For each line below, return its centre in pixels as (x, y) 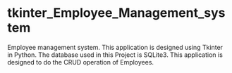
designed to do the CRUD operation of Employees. (80, 62)
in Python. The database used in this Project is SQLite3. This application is (115, 55)
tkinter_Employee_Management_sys (116, 13)
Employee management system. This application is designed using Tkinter (115, 47)
